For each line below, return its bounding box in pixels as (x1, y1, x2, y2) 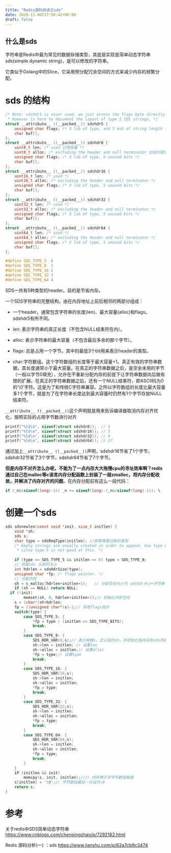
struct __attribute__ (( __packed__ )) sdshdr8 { (5, 141, 108, 146)
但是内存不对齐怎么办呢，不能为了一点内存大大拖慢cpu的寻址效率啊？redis (5, 465, 163, 472)
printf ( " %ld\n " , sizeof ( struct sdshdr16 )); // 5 (5, 429, 110, 434)
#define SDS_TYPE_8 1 (5, 263, 53, 268)
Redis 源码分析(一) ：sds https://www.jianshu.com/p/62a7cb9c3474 (5, 842, 149, 848)
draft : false (5, 17, 33, 22)
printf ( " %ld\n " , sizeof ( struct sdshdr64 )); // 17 (5, 438, 113, 444)
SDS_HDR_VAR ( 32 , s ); (32, 704, 74, 709)
